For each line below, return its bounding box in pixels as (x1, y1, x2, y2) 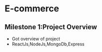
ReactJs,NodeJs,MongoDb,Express (11, 41, 85, 47)
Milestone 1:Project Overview (4, 23, 98, 31)
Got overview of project (11, 36, 60, 42)
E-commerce (4, 3, 59, 14)
